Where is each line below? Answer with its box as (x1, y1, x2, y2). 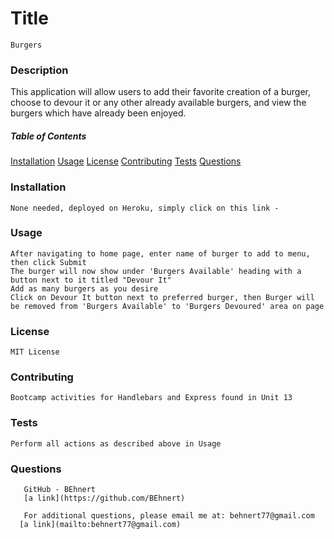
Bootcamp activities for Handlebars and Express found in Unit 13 (10, 393, 293, 403)
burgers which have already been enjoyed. (10, 107, 187, 119)
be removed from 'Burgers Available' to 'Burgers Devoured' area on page (10, 301, 325, 311)
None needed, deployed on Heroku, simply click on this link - (10, 203, 280, 213)
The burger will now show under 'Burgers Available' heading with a (10, 266, 302, 276)
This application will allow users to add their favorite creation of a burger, (10, 86, 311, 98)
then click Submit (10, 257, 87, 267)
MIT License (10, 347, 60, 357)
